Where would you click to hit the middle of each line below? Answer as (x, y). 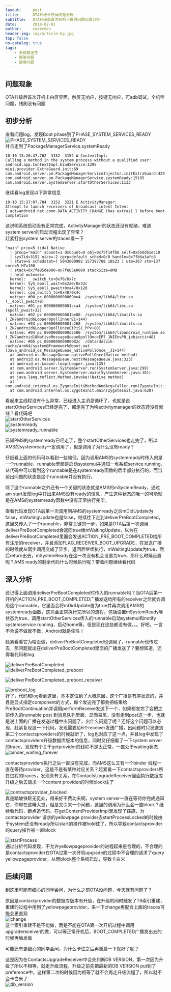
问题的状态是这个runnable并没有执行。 (55, 476)
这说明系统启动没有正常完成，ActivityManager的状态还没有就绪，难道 (78, 225)
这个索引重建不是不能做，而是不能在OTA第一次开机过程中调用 (70, 925)
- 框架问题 (24, 57)
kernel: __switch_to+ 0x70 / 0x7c (43, 279)
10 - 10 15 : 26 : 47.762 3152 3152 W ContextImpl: (57, 156)
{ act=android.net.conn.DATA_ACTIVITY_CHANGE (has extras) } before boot (85, 211)
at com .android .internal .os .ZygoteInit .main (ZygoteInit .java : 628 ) (82, 390)
